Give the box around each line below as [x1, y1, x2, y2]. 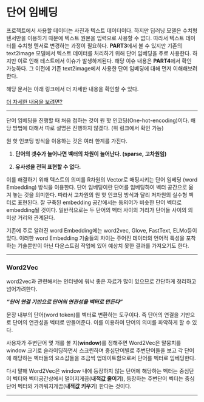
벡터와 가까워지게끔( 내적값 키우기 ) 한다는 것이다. [17, 383, 132, 390]
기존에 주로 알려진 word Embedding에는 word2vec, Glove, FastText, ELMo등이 [6, 227, 197, 234]
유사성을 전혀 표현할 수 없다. [15, 163, 81, 170]
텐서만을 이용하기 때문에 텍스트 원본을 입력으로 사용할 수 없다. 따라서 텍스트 [6, 34, 185, 41]
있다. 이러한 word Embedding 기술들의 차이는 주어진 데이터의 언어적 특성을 [6, 234, 185, 242]
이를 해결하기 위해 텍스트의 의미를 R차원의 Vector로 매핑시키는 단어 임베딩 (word [6, 175, 198, 183]
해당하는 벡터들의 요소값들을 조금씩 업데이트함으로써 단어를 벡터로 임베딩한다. [12, 355, 196, 362]
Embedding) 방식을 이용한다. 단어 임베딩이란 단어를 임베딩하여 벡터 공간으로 [6, 183, 188, 191]
